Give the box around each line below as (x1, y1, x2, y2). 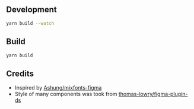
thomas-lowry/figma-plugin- (118, 91, 188, 98)
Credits (6, 68, 34, 78)
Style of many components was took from (14, 91, 117, 98)
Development (6, 5, 58, 15)
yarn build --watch (6, 20, 55, 26)
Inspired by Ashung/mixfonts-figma (14, 84, 102, 91)
